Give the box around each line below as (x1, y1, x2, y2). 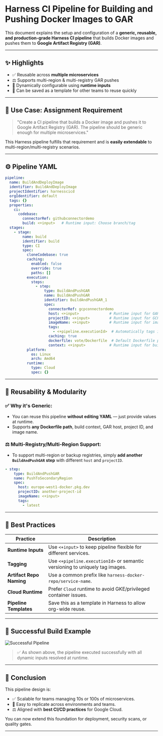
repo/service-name (48, 578, 91, 584)
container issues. (48, 592, 87, 598)
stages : (9, 225, 25, 230)
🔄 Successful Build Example (5, 627, 91, 635)
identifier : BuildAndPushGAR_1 (44, 298, 108, 302)
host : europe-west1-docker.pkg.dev (17, 485, 90, 490)
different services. (48, 549, 90, 556)
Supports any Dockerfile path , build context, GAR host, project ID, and (12, 424, 154, 430)
